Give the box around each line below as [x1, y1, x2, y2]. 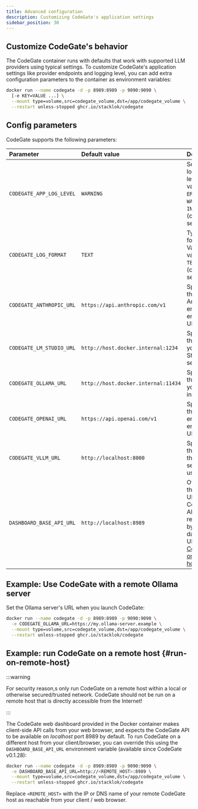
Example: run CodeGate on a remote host [6, 648, 160, 658]
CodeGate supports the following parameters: [6, 136, 117, 143]
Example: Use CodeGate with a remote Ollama [6, 579, 179, 589]
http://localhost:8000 [81, 454, 145, 461]
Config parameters [6, 120, 78, 131]
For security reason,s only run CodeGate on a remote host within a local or [6, 684, 187, 691]
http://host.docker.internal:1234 [81, 344, 178, 351]
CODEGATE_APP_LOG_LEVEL [9, 190, 76, 197]
